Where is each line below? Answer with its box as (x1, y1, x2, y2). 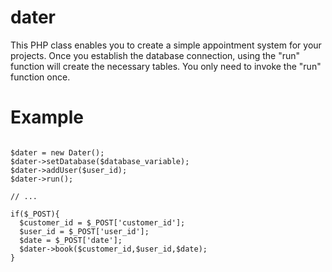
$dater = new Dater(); (10, 147, 105, 158)
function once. (10, 71, 71, 83)
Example (10, 106, 84, 129)
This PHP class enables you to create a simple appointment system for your (10, 39, 322, 51)
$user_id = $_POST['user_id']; (19, 226, 150, 236)
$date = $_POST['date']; (19, 235, 123, 245)
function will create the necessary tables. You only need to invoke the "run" (10, 60, 322, 72)
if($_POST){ (10, 209, 60, 219)
